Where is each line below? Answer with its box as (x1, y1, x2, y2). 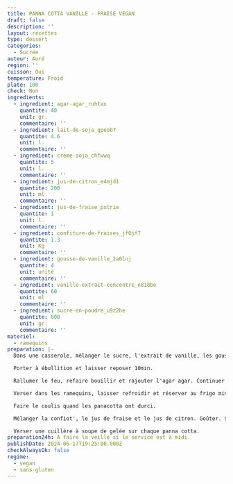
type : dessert (7, 36, 49, 43)
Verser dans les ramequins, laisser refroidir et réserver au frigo (13, 390, 216, 397)
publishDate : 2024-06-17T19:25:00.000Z (7, 440, 123, 448)
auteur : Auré (7, 56, 45, 62)
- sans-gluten (13, 466, 54, 473)
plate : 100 (7, 81, 39, 88)
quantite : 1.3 (19, 236, 60, 243)
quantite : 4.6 (19, 133, 60, 140)
